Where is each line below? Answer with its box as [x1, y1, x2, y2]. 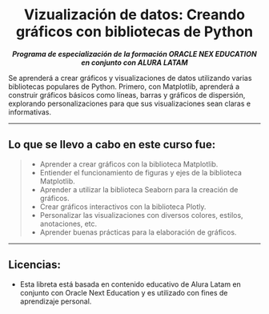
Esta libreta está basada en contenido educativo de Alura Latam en [19, 279, 242, 289]
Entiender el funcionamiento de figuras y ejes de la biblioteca [39, 167, 243, 177]
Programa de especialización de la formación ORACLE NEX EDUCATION [11, 49, 258, 58]
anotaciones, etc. [39, 219, 98, 228]
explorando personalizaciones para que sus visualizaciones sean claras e [8, 99, 251, 108]
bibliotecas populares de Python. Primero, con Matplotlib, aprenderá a [8, 82, 240, 91]
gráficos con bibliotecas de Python [15, 22, 254, 41]
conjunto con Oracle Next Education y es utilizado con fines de [19, 288, 228, 297]
